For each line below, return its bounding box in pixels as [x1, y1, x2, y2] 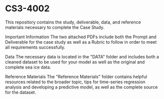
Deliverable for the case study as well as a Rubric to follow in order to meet [5, 39, 157, 45]
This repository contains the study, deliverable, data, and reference [5, 19, 141, 25]
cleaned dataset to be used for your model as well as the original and [5, 59, 145, 65]
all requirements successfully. [5, 44, 65, 50]
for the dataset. [5, 89, 36, 95]
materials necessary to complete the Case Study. [5, 24, 105, 30]
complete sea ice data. [5, 64, 52, 70]
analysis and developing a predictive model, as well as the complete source [5, 84, 158, 90]
